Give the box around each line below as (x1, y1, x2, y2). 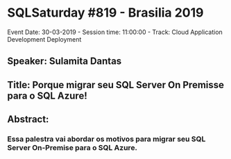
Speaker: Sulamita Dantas (7, 56, 122, 67)
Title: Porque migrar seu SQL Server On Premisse (7, 78, 224, 91)
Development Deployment (7, 35, 82, 43)
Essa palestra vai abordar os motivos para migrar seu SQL (7, 134, 206, 144)
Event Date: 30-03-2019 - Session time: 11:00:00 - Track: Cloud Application (7, 28, 223, 36)
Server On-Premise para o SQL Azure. (7, 143, 137, 153)
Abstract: (7, 113, 49, 126)
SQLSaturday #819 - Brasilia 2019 (7, 5, 204, 21)
